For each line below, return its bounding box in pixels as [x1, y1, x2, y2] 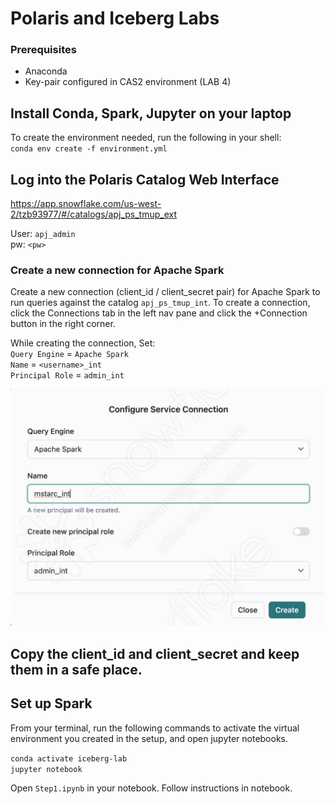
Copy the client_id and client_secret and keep [10, 645, 300, 662]
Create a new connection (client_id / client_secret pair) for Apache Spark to [10, 286, 321, 298]
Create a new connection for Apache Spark [10, 263, 225, 277]
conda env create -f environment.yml [10, 144, 168, 154]
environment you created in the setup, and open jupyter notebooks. [10, 732, 289, 744]
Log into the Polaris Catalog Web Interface [10, 171, 280, 188]
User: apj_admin [10, 228, 76, 240]
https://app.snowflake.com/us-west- [10, 198, 162, 210]
